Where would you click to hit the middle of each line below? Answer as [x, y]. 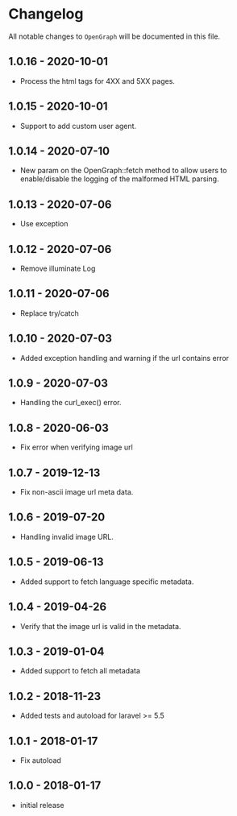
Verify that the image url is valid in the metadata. [100, 626]
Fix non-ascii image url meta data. [77, 492]
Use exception [44, 224]
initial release [42, 805]
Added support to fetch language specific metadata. [107, 582]
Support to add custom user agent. [78, 126]
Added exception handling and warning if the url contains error [125, 358]
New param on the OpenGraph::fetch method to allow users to [123, 171]
